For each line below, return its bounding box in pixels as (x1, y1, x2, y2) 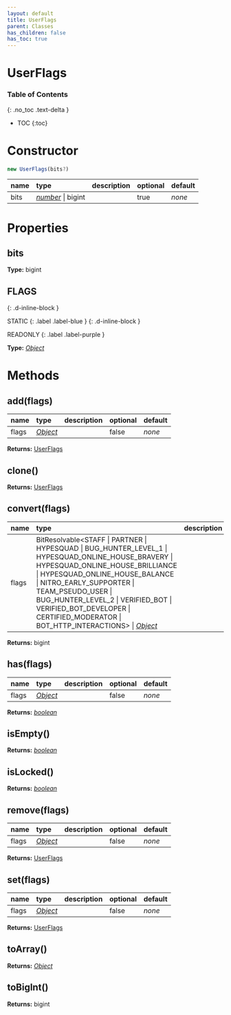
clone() (7, 465, 39, 477)
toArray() (7, 943, 47, 955)
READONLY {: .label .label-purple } (7, 331, 105, 339)
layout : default (7, 10, 54, 17)
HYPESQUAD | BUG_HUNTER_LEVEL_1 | (36, 543, 168, 553)
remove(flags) (7, 804, 70, 816)
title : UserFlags (7, 17, 57, 23)
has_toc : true (7, 36, 48, 43)
